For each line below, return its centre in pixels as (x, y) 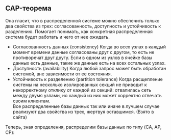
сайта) (20, 117)
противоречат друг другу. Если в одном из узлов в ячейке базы (82, 58)
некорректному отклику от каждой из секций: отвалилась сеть (82, 90)
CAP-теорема (29, 8)
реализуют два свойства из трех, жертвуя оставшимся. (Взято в (83, 111)
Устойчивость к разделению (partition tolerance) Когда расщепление (88, 79)
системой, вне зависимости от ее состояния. (62, 74)
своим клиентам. (31, 101)
